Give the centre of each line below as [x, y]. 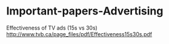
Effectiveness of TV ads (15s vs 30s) [52, 28]
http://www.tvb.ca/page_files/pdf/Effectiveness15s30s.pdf [79, 34]
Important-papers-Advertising [85, 11]
